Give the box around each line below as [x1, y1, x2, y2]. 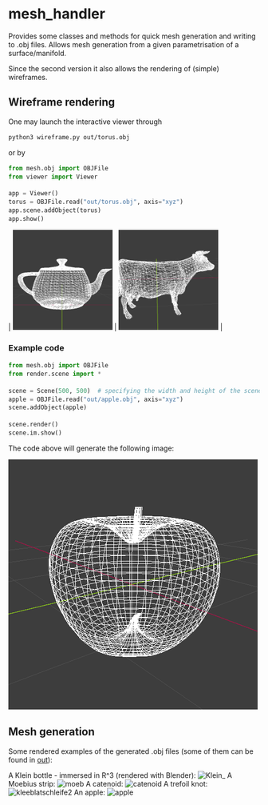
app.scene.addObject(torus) [8, 206, 102, 214]
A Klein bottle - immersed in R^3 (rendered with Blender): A [8, 770, 233, 780]
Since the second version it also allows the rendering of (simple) [8, 63, 219, 73]
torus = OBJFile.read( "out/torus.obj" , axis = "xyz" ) [8, 198, 183, 206]
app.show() [8, 214, 45, 222]
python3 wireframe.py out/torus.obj [8, 133, 130, 141]
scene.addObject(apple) [8, 403, 88, 412]
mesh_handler [8, 5, 106, 23]
